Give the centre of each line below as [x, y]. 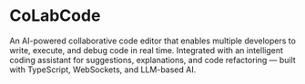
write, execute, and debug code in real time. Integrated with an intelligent [147, 50]
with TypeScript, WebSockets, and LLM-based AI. [103, 70]
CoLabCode [55, 16]
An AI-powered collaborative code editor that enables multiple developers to [152, 41]
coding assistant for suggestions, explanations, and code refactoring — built [152, 60]
